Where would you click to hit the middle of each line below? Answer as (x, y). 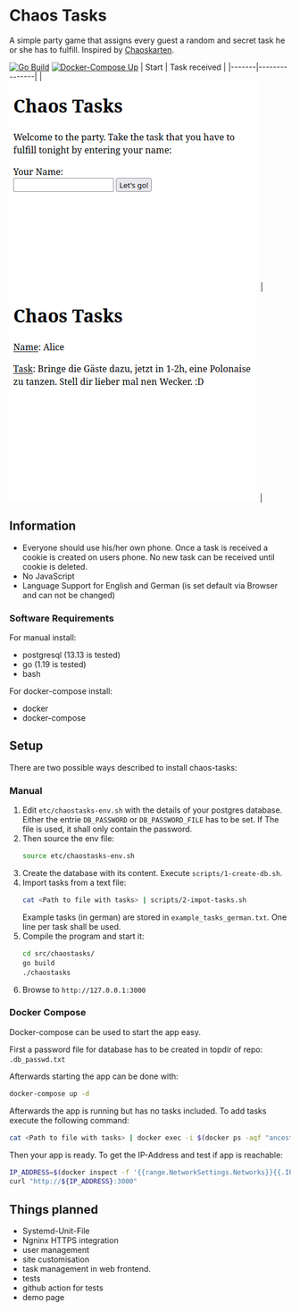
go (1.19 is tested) (54, 664)
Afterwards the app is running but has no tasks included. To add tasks (138, 1111)
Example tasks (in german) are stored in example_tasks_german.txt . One (154, 917)
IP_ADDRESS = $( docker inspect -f (69, 1172)
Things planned (54, 1210)
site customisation (56, 1259)
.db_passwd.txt (37, 1059)
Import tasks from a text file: (74, 883)
